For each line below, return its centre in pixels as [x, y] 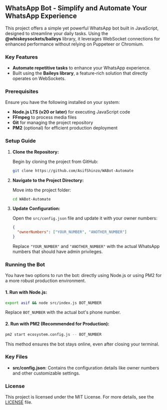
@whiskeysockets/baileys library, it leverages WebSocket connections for [82, 38]
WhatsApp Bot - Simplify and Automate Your [76, 8]
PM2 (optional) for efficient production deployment [65, 128]
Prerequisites [22, 91]
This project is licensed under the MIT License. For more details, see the [79, 397]
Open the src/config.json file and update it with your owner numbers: [85, 218]
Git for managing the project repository [53, 122]
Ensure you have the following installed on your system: [62, 102]
